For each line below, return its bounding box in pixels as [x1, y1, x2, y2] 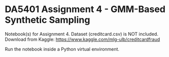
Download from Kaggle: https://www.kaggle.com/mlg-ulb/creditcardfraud [5, 36, 160, 42]
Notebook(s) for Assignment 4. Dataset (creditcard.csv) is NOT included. [5, 31, 159, 37]
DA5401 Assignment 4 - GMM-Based [5, 4, 166, 15]
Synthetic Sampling [5, 14, 91, 26]
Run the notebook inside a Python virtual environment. [5, 46, 120, 52]
